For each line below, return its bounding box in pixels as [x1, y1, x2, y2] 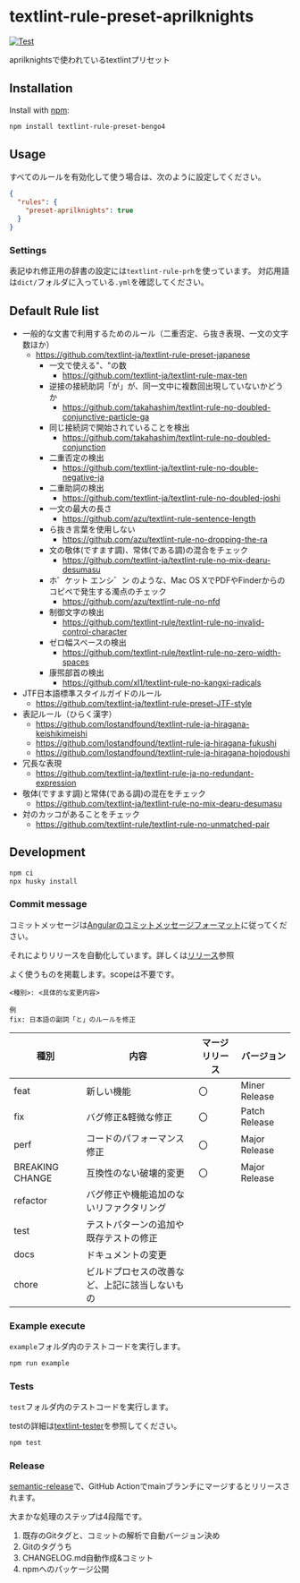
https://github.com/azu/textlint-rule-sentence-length [62, 513, 256, 524]
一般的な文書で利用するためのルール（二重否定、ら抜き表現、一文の [21, 328, 273, 338]
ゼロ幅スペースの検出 [48, 637, 127, 647]
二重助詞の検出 [48, 482, 104, 493]
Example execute [9, 1319, 86, 1331]
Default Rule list [9, 303, 100, 319]
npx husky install [9, 877, 78, 886]
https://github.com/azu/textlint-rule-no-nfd [62, 595, 221, 606]
